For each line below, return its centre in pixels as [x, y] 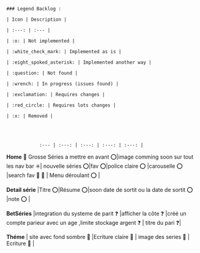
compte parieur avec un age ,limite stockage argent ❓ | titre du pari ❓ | [94, 223]
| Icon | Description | [37, 20]
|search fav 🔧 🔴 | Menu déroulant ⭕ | [53, 175]
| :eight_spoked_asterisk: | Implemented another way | [79, 62]
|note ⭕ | [18, 199]
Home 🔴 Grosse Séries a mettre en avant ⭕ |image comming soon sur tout [100, 157]
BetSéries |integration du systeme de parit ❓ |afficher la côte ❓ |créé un [96, 213]
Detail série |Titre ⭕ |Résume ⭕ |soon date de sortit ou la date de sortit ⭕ [100, 190]
